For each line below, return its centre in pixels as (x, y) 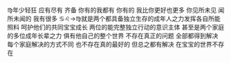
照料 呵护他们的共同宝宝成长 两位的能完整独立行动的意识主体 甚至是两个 (110, 27)
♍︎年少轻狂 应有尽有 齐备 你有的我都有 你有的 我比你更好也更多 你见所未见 (112, 10)
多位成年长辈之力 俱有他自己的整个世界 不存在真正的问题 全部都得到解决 (115, 36)
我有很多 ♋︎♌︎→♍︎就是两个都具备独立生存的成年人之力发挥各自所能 (127, 18)
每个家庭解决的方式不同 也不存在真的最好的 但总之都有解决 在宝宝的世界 (110, 44)
